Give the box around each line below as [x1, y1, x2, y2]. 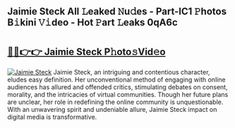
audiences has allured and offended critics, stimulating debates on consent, [7, 83, 228, 91]
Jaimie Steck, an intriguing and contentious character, [53, 68, 210, 76]
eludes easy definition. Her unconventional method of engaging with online [7, 75, 226, 84]
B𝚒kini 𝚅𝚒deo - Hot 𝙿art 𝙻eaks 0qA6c [7, 17, 178, 29]
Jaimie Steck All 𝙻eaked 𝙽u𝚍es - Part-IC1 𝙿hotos [7, 6, 227, 18]
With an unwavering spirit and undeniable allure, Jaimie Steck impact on [7, 105, 217, 113]
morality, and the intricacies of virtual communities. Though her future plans [7, 91, 229, 98]
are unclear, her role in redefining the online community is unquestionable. [7, 98, 224, 106]
